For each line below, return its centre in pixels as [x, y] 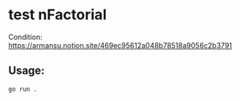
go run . [23, 89]
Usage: [27, 71]
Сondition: [25, 37]
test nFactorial [57, 15]
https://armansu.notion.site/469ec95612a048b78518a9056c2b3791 [120, 45]
